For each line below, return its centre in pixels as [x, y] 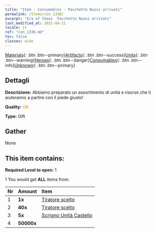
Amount [27, 191]
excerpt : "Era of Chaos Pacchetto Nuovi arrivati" [58, 18]
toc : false [16, 37]
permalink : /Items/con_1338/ [34, 14]
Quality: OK [17, 107]
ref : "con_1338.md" [25, 32]
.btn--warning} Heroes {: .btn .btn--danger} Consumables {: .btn [67, 60]
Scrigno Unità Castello [67, 216]
